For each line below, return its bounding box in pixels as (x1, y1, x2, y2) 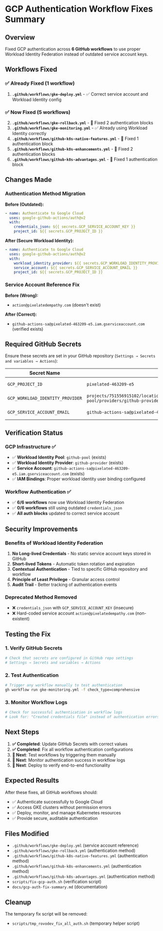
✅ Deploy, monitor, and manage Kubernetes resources (12, 810, 121, 815)
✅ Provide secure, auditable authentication (12, 815, 98, 821)
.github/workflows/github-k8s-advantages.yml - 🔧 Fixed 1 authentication (12, 156, 158, 162)
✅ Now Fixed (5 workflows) (5, 109, 71, 116)
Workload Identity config (12, 97, 62, 102)
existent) (12, 616, 30, 622)
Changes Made (5, 175, 52, 184)
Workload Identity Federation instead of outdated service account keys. (5, 51, 148, 57)
